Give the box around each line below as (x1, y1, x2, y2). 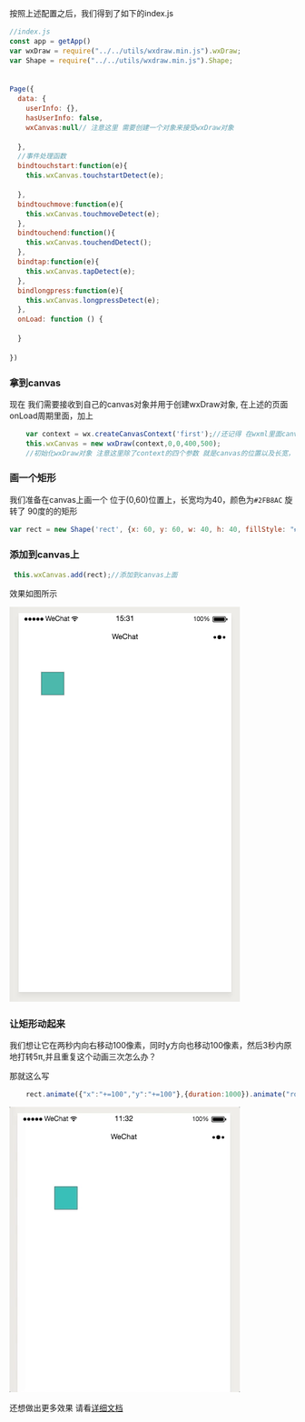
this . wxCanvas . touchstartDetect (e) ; (25, 171, 165, 180)
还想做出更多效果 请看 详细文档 (9, 1403, 123, 1414)
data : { (17, 95, 47, 104)
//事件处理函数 (17, 152, 66, 161)
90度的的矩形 (26, 506, 78, 516)
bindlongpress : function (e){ (17, 285, 124, 295)
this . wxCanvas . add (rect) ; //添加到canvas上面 (13, 571, 178, 580)
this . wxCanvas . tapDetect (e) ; (25, 266, 136, 275)
